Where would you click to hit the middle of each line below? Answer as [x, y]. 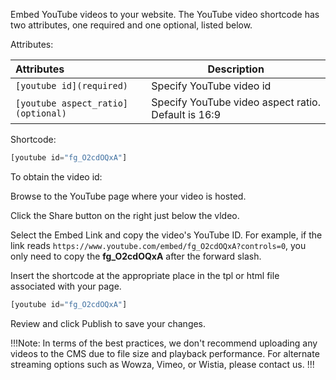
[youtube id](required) [72, 85]
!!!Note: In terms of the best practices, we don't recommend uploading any [164, 343]
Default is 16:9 [186, 114]
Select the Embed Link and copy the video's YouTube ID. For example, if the [166, 235]
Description [236, 69]
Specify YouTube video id [211, 86]
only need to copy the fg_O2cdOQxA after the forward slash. [136, 256]
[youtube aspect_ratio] [72, 103]
